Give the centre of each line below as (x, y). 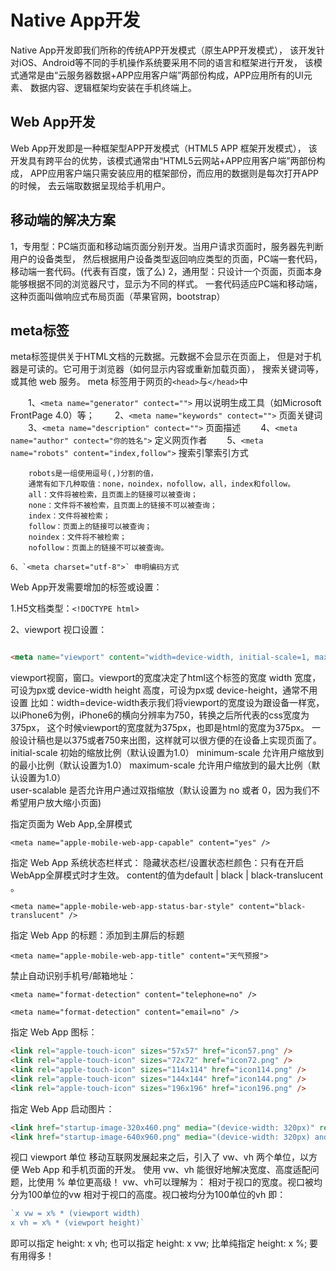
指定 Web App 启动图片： (62, 1108)
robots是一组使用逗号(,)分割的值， (93, 474)
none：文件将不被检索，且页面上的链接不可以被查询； (123, 506)
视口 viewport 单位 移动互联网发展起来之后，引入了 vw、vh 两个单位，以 (159, 1157)
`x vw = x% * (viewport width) (75, 1214)
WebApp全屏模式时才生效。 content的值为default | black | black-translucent (167, 875)
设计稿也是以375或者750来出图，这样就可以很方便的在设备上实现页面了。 (170, 740)
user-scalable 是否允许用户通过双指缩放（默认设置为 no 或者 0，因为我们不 (165, 790)
